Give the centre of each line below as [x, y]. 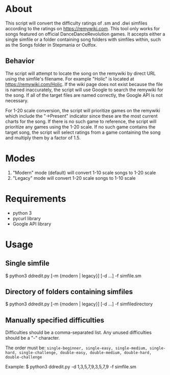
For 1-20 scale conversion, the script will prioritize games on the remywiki [83, 110]
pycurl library [27, 218]
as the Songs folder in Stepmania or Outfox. [51, 45]
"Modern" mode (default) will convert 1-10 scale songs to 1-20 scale [84, 173]
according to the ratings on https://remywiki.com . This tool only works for [82, 28]
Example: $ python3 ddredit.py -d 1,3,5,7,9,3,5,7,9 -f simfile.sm [71, 367]
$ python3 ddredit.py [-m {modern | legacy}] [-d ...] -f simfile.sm [74, 276]
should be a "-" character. [33, 338]
